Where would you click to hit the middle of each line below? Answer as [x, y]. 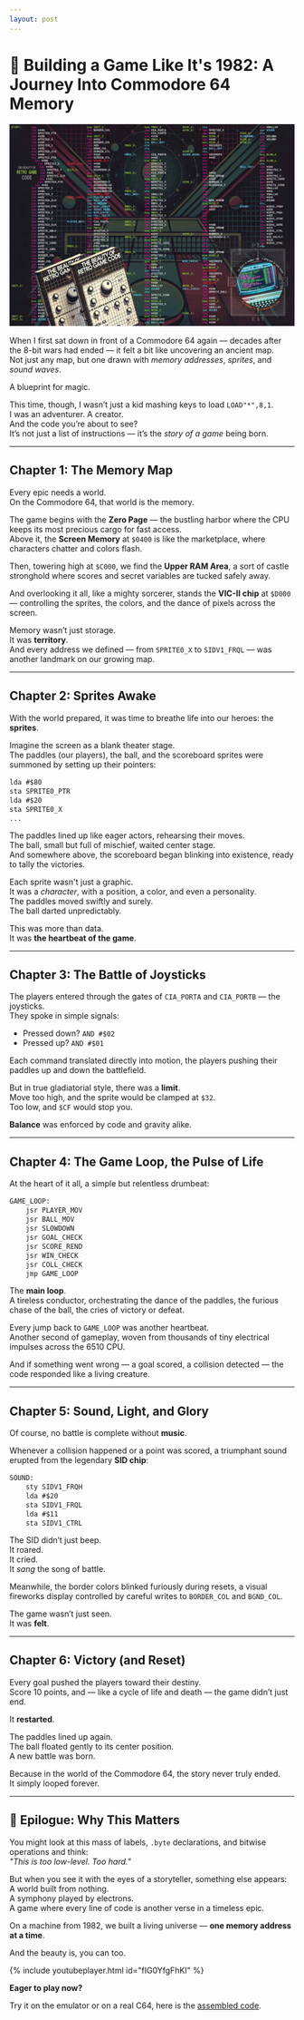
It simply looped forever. [55, 1783]
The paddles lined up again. [61, 1736]
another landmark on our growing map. [82, 659]
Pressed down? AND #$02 [69, 1033]
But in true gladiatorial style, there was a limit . [95, 1088]
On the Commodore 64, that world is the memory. [102, 502]
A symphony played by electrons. [71, 1898]
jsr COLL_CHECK [54, 1265]
